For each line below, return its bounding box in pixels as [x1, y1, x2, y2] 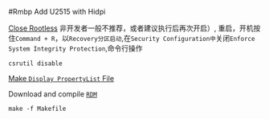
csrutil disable [8, 59, 63, 68]
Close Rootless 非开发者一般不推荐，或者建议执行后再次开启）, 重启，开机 [8, 23, 254, 33]
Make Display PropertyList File [8, 74, 115, 83]
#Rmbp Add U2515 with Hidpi [8, 7, 106, 16]
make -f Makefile [8, 105, 67, 113]
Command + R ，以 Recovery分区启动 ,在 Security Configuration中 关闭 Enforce [15, 34, 255, 43]
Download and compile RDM [8, 89, 98, 99]
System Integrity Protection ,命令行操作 [8, 43, 143, 53]
